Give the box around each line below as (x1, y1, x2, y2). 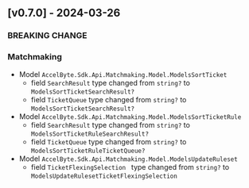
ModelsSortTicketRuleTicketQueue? (30, 147, 146, 155)
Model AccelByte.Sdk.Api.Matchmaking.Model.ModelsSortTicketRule (18, 111, 242, 121)
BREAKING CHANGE (7, 30, 88, 41)
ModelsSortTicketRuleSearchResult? (30, 130, 149, 138)
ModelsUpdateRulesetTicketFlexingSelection (30, 172, 178, 180)
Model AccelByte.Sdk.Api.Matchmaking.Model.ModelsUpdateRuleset (18, 154, 238, 163)
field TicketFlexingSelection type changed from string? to (30, 162, 230, 171)
